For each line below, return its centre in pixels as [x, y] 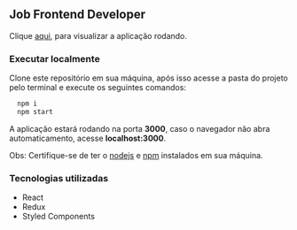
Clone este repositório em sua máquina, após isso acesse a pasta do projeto [148, 78]
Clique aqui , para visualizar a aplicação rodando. [98, 35]
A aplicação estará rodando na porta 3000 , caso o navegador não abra [140, 128]
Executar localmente [55, 58]
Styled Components [59, 217]
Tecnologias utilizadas [59, 178]
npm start [35, 111]
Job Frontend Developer [78, 15]
